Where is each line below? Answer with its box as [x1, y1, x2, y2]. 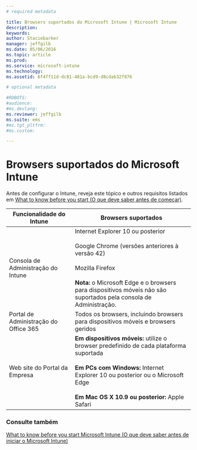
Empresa [9, 371, 33, 379]
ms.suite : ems [6, 117, 41, 123]
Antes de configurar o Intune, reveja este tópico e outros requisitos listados [6, 190, 188, 197]
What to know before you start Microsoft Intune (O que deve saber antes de [6, 431, 189, 438]
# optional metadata [6, 84, 57, 90]
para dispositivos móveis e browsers [74, 317, 176, 326]
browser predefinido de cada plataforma [74, 341, 186, 350]
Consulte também [6, 418, 59, 426]
